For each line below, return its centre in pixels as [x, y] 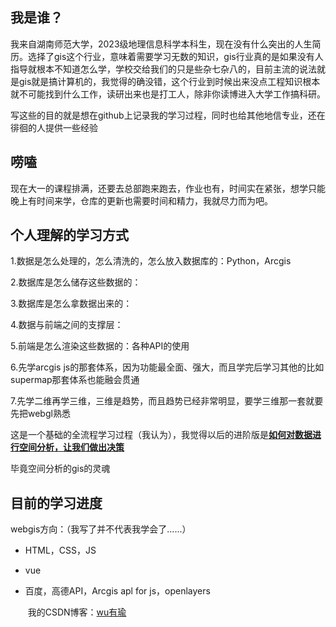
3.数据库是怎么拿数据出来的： [71, 304]
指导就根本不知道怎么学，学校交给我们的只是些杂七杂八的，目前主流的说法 [163, 69]
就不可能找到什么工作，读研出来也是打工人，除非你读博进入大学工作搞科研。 [168, 94]
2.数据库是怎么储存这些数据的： [76, 282]
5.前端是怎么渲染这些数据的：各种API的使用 [100, 346]
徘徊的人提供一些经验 [54, 127]
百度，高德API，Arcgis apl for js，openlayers [117, 591]
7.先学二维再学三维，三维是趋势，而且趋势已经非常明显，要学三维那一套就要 [167, 401]
